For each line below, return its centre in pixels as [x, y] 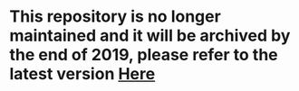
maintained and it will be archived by [150, 36]
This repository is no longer [116, 17]
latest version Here [82, 74]
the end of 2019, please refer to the [144, 55]
